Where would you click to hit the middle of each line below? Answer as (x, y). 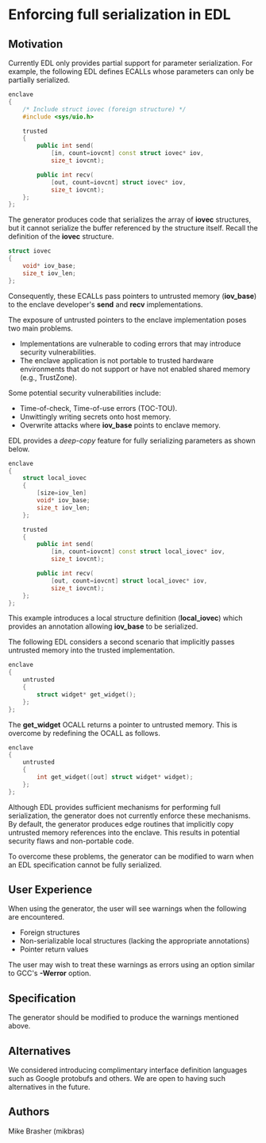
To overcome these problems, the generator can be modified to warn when (131, 856)
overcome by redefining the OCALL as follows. (84, 733)
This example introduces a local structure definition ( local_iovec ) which (125, 618)
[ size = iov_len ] (62, 493)
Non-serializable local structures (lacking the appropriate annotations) (135, 941)
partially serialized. (39, 80)
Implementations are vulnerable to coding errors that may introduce (130, 343)
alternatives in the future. (49, 1087)
